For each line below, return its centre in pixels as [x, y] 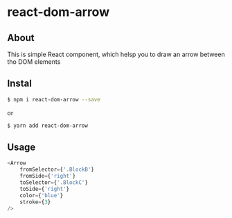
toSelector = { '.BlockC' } [54, 183]
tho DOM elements [34, 62]
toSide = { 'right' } [45, 189]
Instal [20, 84]
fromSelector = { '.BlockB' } [57, 170]
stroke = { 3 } [35, 202]
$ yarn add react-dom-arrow [48, 126]
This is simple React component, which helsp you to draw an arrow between [116, 54]
